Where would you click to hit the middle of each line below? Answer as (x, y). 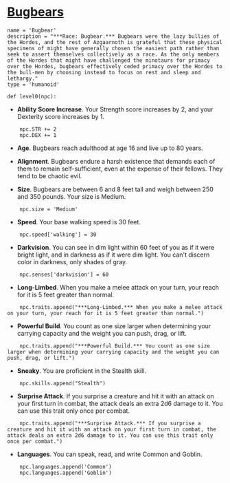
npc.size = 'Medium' (49, 209)
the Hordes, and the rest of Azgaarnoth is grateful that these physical (115, 42)
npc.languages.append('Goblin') (66, 473)
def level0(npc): (32, 96)
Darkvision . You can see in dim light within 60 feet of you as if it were (116, 247)
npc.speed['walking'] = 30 (58, 235)
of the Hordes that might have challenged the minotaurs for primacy (109, 60)
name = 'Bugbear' (32, 30)
